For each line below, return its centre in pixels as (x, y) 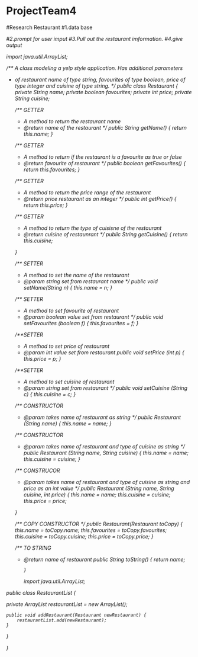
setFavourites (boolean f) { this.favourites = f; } (81, 323)
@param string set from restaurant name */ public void (91, 281)
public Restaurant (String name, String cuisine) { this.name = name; (106, 453)
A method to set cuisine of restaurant (69, 382)
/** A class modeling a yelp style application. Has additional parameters (95, 68)
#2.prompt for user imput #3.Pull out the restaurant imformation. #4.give (95, 39)
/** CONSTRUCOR (37, 470)
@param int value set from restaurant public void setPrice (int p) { (104, 352)
